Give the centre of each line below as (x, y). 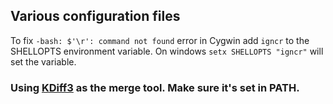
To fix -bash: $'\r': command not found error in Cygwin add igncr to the (160, 40)
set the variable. (43, 61)
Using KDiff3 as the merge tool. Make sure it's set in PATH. (155, 87)
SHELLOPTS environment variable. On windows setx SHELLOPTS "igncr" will (167, 51)
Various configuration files (95, 16)
